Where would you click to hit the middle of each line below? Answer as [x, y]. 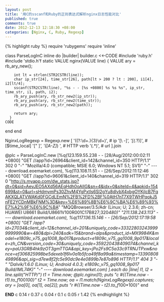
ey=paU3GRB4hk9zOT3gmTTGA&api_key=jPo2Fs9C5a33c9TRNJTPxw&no [81, 249]
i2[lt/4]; [15, 84]
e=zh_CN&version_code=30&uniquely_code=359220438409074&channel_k [82, 243]
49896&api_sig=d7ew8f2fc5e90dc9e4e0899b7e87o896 [62, 259]
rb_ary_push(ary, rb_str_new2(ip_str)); [55, 96]
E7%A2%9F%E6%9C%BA [32, 207]
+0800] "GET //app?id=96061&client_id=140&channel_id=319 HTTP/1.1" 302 [82, 176]
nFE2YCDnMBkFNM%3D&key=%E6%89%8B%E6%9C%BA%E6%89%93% [82, 202]
